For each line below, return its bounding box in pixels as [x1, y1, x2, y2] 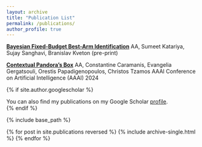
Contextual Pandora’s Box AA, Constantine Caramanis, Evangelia [6, 61, 172, 69]
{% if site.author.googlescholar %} [6, 86, 94, 94]
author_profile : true [6, 26, 62, 32]
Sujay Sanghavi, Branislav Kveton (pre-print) [6, 50, 118, 57]
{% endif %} [6, 105, 38, 112]
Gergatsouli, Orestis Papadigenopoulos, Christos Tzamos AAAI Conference [6, 68, 196, 75]
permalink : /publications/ [6, 20, 75, 26]
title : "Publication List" [6, 15, 75, 21]
